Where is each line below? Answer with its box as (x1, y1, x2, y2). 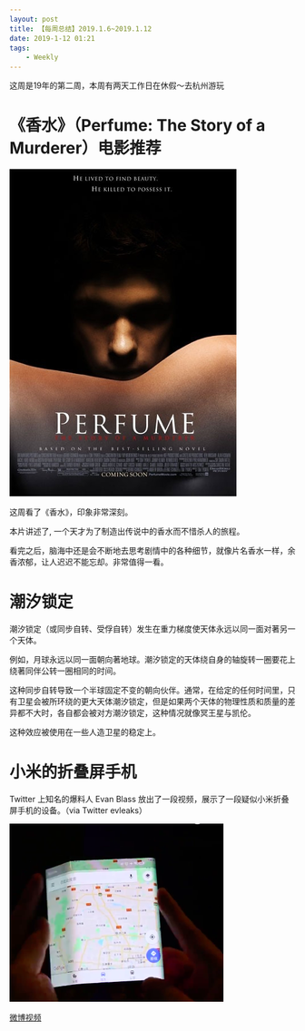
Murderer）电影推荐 (9, 138, 162, 159)
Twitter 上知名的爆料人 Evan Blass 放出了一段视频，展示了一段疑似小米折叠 (9, 793, 290, 804)
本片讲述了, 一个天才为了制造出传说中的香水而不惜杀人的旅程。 (9, 526, 245, 537)
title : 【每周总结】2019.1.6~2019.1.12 (9, 24, 152, 34)
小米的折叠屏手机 (9, 762, 138, 782)
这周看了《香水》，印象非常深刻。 (9, 506, 133, 517)
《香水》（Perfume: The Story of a (9, 115, 266, 136)
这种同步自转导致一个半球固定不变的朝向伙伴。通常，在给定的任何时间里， (9, 685, 288, 695)
